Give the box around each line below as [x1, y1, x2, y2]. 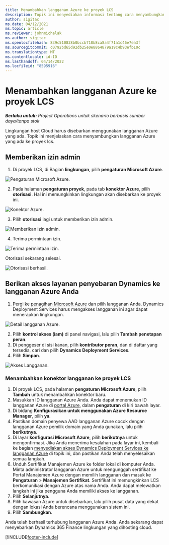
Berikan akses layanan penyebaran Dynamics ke [5, 280, 160, 288]
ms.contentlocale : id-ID [5, 54, 57, 59]
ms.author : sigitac [5, 36, 46, 41]
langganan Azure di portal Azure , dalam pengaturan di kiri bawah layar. [12, 402, 161, 408]
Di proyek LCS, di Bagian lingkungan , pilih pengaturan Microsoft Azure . [12, 166, 163, 172]
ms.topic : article [5, 26, 44, 31]
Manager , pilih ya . [12, 413, 51, 419]
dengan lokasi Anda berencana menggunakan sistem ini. [12, 504, 130, 510]
